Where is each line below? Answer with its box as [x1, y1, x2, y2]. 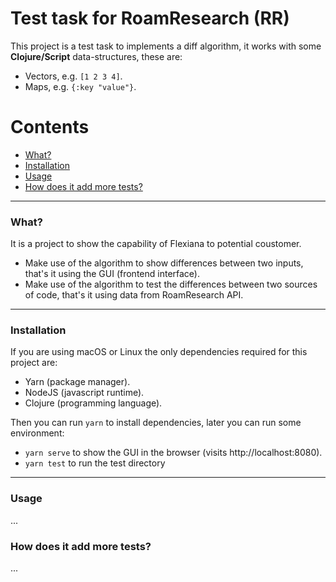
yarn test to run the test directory [24, 457, 166, 469]
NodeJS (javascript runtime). [24, 387, 145, 399]
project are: [10, 357, 58, 369]
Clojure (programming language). [24, 397, 163, 409]
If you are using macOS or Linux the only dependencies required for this [10, 346, 308, 358]
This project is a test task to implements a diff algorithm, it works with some [10, 40, 322, 52]
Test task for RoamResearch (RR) [10, 7, 290, 30]
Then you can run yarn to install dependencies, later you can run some [10, 417, 302, 429]
